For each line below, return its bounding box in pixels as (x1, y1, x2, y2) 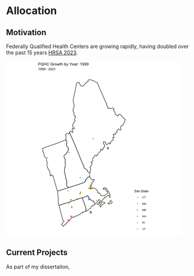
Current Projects (6, 247, 68, 258)
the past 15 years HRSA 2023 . (6, 49, 78, 56)
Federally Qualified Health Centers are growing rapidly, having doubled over (6, 43, 189, 50)
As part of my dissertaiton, (6, 263, 70, 270)
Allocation (6, 4, 57, 18)
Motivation (6, 27, 47, 37)
